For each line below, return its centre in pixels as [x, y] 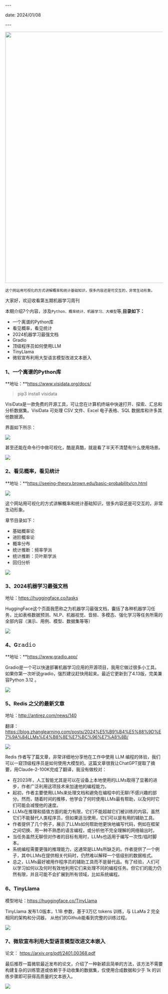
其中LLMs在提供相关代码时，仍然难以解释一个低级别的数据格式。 [88, 856]
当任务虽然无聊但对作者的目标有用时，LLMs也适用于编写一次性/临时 [82, 837]
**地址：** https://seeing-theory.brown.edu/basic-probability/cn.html [76, 483]
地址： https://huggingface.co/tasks [42, 598]
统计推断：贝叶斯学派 [34, 556]
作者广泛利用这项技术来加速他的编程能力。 [65, 786]
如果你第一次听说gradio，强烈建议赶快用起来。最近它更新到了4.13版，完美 [81, 674]
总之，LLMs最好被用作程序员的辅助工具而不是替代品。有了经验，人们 [84, 862]
